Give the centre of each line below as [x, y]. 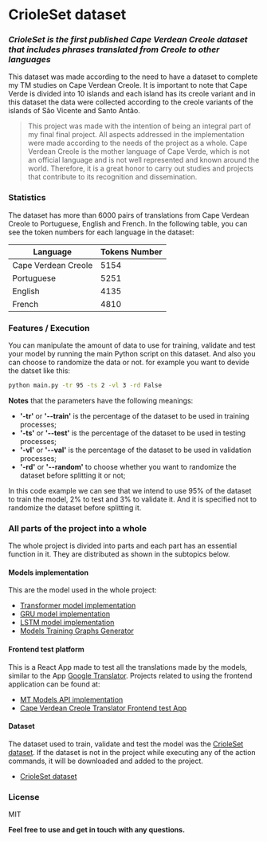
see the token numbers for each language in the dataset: [101, 232]
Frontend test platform [47, 649]
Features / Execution [49, 328]
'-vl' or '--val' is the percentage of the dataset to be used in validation [135, 450]
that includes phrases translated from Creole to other [114, 49]
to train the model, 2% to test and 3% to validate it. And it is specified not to [133, 499]
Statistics [27, 198]
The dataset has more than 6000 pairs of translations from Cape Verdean [129, 215]
